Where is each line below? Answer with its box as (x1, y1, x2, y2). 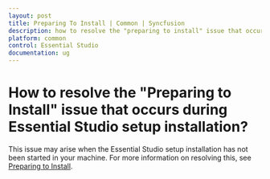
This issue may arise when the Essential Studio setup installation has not (8, 144, 248, 153)
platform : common (8, 34, 67, 43)
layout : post (8, 11, 52, 20)
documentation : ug (8, 49, 70, 57)
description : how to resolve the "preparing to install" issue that (8, 26, 243, 35)
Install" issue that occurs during (8, 101, 228, 119)
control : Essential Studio (8, 42, 99, 50)
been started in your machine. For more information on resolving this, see (8, 153, 252, 162)
